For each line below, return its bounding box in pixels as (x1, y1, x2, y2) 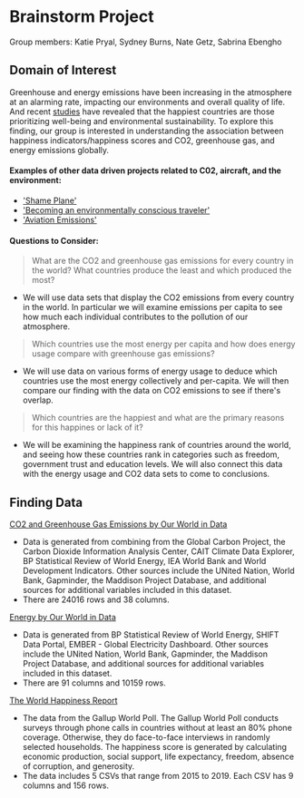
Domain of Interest (9, 63, 117, 78)
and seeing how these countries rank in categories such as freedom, (22, 449, 279, 460)
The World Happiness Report (9, 695, 118, 706)
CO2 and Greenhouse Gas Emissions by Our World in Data (9, 519, 228, 530)
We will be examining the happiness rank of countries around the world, (22, 440, 292, 451)
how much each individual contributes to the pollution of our (22, 311, 249, 323)
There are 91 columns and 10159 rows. (22, 677, 166, 688)
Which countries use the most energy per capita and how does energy (31, 338, 296, 350)
